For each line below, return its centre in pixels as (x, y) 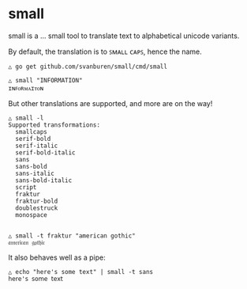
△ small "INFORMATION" (45, 80)
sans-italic (35, 173)
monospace (31, 215)
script (26, 187)
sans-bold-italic (44, 180)
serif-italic (37, 146)
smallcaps (31, 131)
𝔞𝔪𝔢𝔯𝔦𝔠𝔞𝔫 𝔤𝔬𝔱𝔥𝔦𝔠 (26, 242)
